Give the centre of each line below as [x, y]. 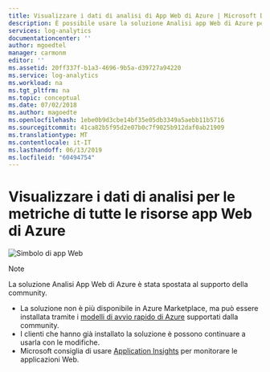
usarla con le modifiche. [60, 342]
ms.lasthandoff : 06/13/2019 [55, 150]
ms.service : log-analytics [53, 75]
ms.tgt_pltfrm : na [39, 90]
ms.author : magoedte [43, 113]
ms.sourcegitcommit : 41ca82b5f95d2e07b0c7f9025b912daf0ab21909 [117, 127]
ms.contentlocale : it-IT [50, 142]
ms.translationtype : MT [48, 135]
